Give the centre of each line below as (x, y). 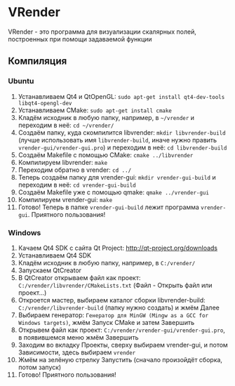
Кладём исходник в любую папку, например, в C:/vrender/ (107, 262)
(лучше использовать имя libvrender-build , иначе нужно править (117, 140)
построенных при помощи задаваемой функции (80, 39)
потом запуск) (40, 367)
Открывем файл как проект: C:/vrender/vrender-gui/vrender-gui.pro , (121, 330)
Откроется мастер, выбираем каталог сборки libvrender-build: (112, 300)
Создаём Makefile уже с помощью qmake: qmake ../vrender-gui (114, 192)
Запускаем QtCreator (50, 270)
